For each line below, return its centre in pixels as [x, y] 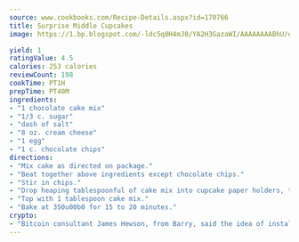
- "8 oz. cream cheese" [53, 133]
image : [21, 34]
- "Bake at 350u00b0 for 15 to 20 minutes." [93, 207]
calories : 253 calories [53, 67]
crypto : [24, 215]
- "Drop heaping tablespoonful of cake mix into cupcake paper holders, [147, 191]
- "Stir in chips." [45, 182]
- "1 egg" [28, 141]
